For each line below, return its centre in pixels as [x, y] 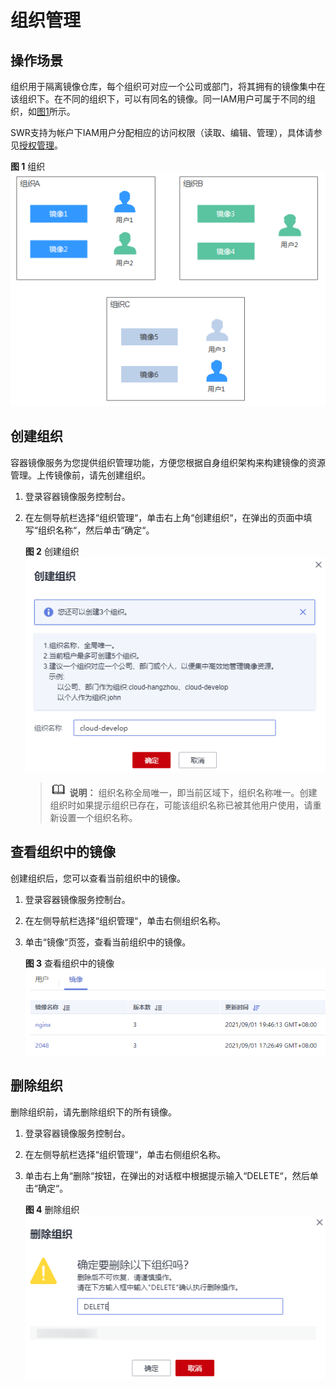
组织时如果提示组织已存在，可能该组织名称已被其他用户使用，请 [181, 805]
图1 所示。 [56, 111]
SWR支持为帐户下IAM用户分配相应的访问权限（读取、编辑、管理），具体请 [162, 132]
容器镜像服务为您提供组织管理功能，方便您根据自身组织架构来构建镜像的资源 [168, 462]
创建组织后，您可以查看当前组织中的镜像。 [98, 878]
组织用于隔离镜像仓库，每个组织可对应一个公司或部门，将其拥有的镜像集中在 [168, 86]
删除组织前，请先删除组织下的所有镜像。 [93, 1112]
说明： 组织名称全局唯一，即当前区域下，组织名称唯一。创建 [193, 793]
